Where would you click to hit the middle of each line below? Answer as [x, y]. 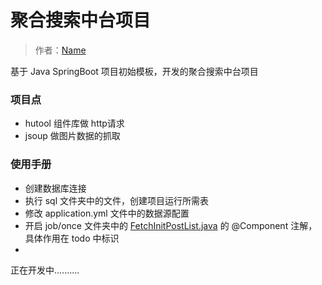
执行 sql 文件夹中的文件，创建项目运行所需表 [117, 200]
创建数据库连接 [55, 188]
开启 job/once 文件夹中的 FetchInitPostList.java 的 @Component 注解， [171, 225]
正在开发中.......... [45, 270]
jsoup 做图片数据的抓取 [72, 136]
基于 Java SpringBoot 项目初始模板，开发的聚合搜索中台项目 [134, 71]
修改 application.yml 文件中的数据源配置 [107, 213]
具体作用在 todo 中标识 [72, 238]
